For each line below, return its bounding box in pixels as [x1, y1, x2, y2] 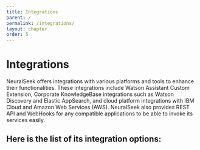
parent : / [6, 15, 32, 21]
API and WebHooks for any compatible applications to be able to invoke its [6, 110, 193, 117]
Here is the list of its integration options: [6, 134, 162, 145]
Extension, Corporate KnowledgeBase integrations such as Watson [6, 90, 174, 98]
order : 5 [6, 32, 29, 38]
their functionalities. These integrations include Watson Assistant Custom [6, 84, 190, 92]
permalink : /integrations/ [6, 20, 75, 26]
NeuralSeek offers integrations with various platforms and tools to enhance [6, 78, 195, 85]
